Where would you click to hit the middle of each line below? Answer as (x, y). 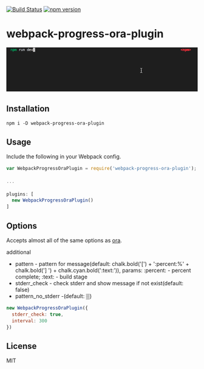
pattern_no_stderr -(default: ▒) (53, 296)
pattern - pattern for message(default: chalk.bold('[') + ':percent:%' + (102, 264)
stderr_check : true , (38, 314)
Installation (28, 108)
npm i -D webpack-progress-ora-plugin (55, 124)
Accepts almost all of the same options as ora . (64, 240)
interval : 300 (29, 321)
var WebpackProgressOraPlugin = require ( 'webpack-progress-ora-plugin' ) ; (102, 169)
